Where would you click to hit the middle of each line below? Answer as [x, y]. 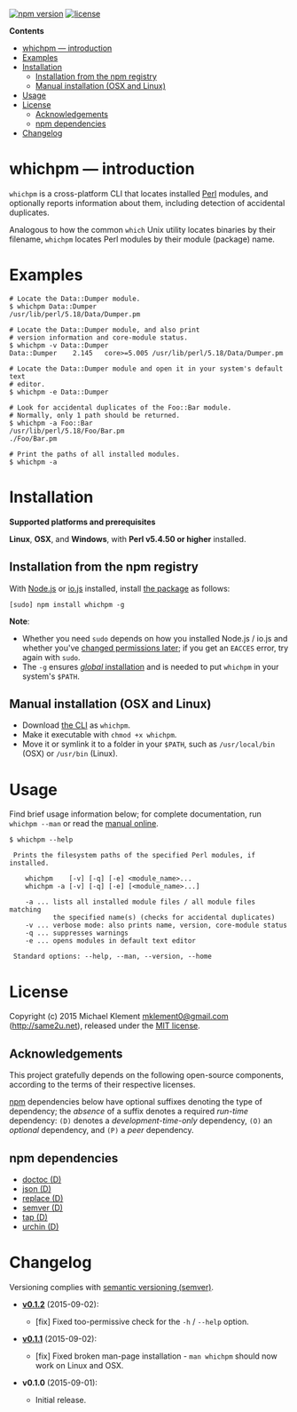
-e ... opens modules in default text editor [111, 941]
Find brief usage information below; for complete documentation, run [135, 814]
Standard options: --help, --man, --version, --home [113, 957]
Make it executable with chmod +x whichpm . [99, 735]
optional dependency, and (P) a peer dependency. [102, 1130]
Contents [27, 31]
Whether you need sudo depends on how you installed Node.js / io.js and [155, 638]
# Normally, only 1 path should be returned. [94, 415]
